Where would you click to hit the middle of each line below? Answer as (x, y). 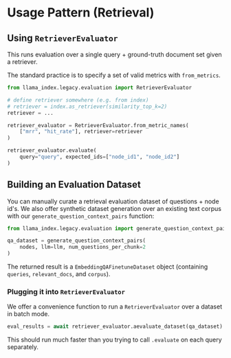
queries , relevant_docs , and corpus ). (59, 274)
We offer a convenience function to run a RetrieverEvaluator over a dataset (114, 306)
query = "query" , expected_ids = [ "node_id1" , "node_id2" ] (100, 157)
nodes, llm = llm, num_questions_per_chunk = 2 (83, 247)
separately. (23, 347)
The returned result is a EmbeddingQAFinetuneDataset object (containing (108, 267)
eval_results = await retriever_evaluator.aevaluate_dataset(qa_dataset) (115, 327)
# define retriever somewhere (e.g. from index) (78, 100)
